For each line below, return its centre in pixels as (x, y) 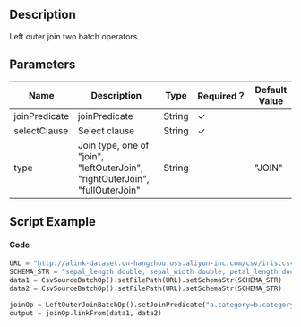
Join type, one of (113, 145)
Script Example (53, 222)
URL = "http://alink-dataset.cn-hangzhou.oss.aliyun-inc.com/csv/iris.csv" (154, 263)
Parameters (43, 65)
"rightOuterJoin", (113, 178)
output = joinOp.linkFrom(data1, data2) (86, 313)
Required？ (222, 96)
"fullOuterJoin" (109, 190)
